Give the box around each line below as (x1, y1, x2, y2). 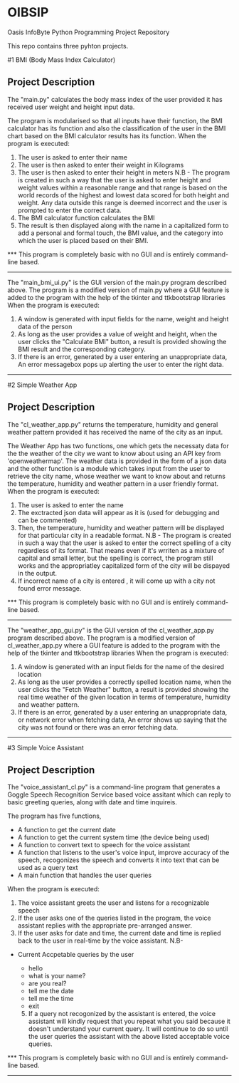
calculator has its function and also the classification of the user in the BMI (7, 124, 226, 133)
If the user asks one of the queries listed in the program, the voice (17, 913, 211, 923)
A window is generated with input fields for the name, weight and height (17, 314, 229, 323)
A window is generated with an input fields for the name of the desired (17, 662, 225, 670)
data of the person (17, 322, 73, 331)
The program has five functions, (7, 812, 102, 820)
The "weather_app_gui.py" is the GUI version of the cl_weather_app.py (7, 626, 215, 634)
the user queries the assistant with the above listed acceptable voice (28, 1032, 230, 1041)
